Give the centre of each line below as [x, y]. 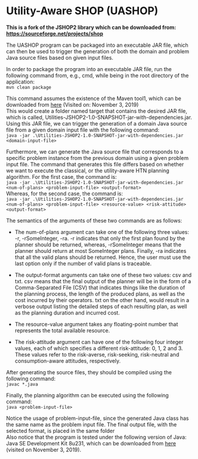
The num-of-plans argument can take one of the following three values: [102, 232]
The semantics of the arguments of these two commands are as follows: [94, 220]
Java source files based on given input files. [60, 57]
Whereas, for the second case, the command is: [64, 193]
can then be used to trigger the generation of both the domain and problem [98, 51]
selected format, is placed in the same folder [61, 431]
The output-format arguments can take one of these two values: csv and [103, 275]
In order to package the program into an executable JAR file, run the [89, 69]
